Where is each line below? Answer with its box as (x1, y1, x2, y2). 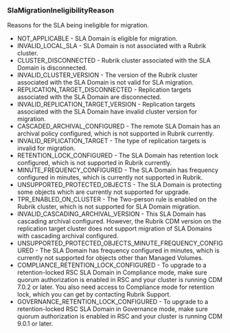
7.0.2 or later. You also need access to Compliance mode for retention (16, 283, 214, 291)
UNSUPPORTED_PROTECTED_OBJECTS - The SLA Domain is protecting (16, 181, 222, 189)
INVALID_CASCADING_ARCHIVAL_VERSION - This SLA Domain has (16, 210, 207, 218)
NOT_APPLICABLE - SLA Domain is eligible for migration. (16, 34, 178, 43)
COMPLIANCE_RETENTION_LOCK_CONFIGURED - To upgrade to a (16, 261, 207, 270)
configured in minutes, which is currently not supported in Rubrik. (16, 173, 203, 182)
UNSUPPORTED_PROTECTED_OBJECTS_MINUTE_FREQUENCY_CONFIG (16, 239, 223, 248)
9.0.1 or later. (16, 319, 54, 328)
